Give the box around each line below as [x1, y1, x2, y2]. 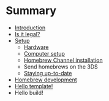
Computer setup [23, 50, 66, 57]
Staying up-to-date [23, 69, 72, 77]
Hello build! [14, 89, 43, 96]
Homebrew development [14, 76, 77, 83]
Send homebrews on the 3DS [23, 62, 99, 70]
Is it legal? [14, 30, 40, 37]
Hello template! [14, 82, 53, 89]
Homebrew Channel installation [23, 56, 103, 64]
